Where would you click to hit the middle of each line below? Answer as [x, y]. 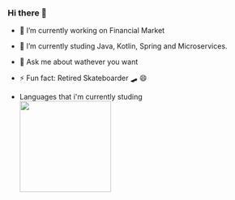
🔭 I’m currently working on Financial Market [92, 31]
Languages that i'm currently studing [81, 97]
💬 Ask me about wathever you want [79, 62]
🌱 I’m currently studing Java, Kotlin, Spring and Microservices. [123, 46]
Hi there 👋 [28, 13]
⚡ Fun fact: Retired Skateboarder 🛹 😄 [83, 78]
